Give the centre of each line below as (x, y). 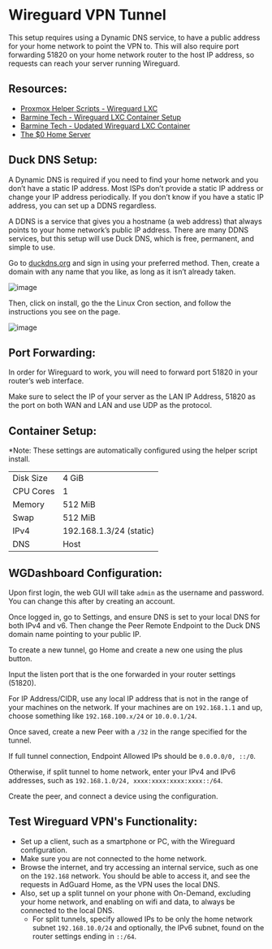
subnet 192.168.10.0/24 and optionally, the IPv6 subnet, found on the (148, 927)
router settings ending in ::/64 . (84, 936)
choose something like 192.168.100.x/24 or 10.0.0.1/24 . (103, 716)
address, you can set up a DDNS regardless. (82, 206)
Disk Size (30, 479)
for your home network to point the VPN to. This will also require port (124, 45)
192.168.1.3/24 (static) (108, 531)
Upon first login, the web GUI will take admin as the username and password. (136, 592)
